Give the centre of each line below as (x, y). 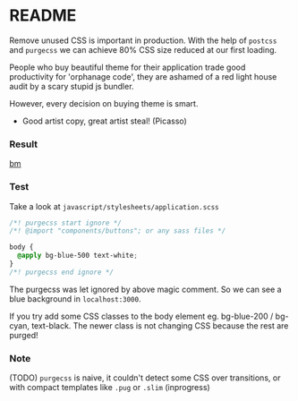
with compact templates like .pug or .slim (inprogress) (110, 388)
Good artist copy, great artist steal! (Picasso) (105, 121)
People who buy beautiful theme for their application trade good (128, 67)
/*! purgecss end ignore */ (62, 272)
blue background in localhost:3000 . (75, 299)
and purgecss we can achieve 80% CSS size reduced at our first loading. (143, 49)
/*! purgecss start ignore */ (66, 223)
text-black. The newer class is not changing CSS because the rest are (160, 325)
